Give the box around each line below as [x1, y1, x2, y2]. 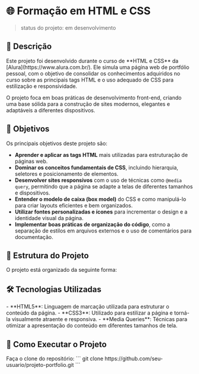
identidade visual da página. [14, 214, 84, 221]
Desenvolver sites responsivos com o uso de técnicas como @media [14, 177, 182, 184]
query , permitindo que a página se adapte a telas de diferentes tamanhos [14, 183, 193, 190]
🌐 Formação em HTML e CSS [6, 4, 151, 18]
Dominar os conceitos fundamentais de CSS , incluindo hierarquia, [14, 164, 179, 171]
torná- [174, 309, 190, 316]
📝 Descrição [6, 42, 52, 52]
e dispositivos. [14, 189, 50, 196]
